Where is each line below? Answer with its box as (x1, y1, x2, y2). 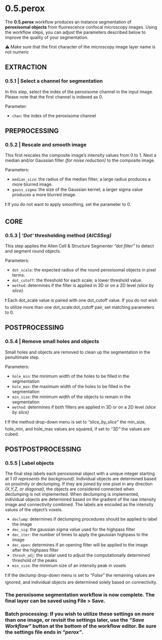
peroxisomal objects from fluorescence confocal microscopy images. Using (5, 24, 157, 30)
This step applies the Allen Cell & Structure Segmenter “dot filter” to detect (5, 243, 154, 249)
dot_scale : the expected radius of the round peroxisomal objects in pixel (12, 267, 156, 272)
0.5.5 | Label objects (5, 460, 54, 466)
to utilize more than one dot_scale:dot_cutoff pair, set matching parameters (5, 304, 155, 310)
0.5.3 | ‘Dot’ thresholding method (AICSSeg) (5, 232, 112, 238)
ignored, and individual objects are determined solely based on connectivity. (5, 579, 157, 585)
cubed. (5, 431, 19, 437)
